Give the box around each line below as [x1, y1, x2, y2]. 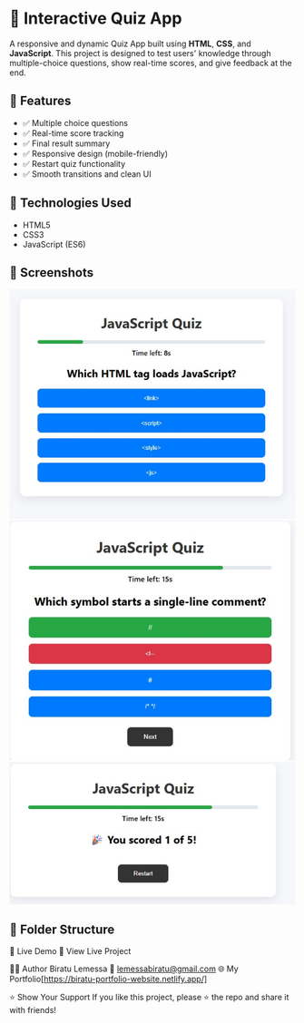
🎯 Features [9, 93, 72, 109]
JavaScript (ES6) [22, 239, 86, 249]
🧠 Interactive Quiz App [9, 8, 182, 29]
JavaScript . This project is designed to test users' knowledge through [9, 47, 271, 58]
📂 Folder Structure [9, 921, 115, 937]
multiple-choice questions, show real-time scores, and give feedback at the [9, 57, 292, 68]
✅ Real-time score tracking [22, 127, 124, 139]
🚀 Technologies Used [9, 195, 132, 211]
